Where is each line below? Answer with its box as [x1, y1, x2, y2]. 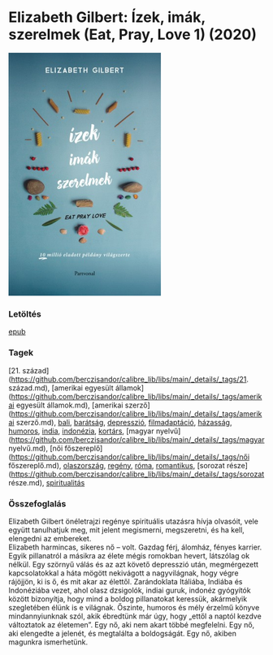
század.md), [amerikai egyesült [8, 382, 114, 393]
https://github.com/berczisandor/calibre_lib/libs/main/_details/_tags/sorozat [11, 469, 265, 479]
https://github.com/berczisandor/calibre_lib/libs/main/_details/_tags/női [11, 451, 250, 462]
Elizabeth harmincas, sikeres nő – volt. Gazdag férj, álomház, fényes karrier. [8, 542, 262, 552]
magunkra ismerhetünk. [8, 637, 88, 647]
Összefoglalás [8, 498, 67, 509]
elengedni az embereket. [8, 534, 92, 544]
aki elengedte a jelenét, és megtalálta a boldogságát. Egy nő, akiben [8, 629, 237, 639]
